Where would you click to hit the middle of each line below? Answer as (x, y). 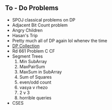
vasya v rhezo (33, 87)
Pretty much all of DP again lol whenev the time (60, 41)
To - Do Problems (32, 8)
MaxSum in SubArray (41, 72)
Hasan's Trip (25, 35)
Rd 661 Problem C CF (33, 51)
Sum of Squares (36, 77)
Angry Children (27, 30)
